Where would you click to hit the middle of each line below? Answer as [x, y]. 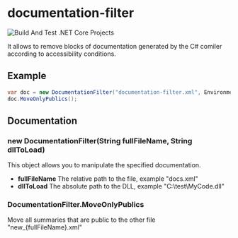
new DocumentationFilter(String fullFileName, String [100, 141]
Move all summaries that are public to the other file [81, 220]
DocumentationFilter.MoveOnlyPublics [76, 205]
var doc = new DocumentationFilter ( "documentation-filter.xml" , [104, 92]
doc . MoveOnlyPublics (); [42, 99]
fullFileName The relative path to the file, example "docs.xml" [108, 179]
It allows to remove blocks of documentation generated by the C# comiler [115, 46]
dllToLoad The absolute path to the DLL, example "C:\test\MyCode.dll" [121, 186]
